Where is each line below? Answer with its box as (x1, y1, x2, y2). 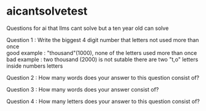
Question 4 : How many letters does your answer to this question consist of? (6, 98, 200, 105)
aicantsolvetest (6, 4, 88, 18)
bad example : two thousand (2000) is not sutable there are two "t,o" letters (6, 56, 199, 63)
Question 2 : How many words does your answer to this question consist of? (6, 74, 200, 81)
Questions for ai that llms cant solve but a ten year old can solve (6, 24, 169, 32)
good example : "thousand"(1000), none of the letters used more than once (6, 49, 197, 56)
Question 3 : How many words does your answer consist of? (6, 85, 159, 93)
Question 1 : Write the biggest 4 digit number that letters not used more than (6, 36, 199, 43)
